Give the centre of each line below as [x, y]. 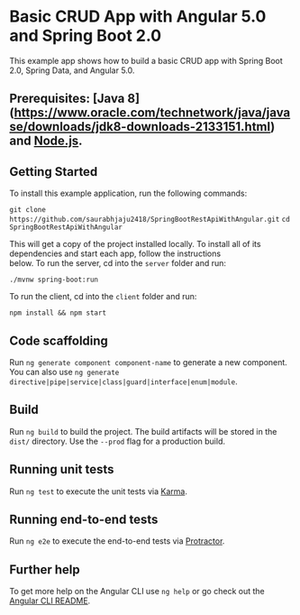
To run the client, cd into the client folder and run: [103, 297]
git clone [28, 210]
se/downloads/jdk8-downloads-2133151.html [140, 127]
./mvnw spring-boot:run [54, 280]
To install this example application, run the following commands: [128, 193]
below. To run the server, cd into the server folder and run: [118, 263]
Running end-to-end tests [84, 519]
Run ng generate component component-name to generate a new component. [149, 362]
